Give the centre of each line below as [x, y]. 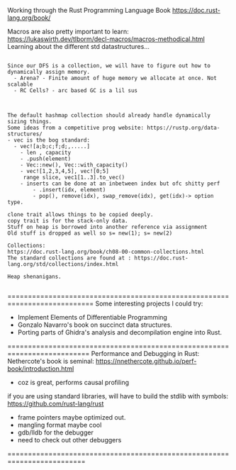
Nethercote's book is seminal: [51, 361]
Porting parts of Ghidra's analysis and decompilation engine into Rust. [119, 332]
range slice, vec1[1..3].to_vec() [74, 177]
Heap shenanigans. [34, 276]
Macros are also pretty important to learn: [68, 32]
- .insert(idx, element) [69, 190]
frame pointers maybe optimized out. [72, 417]
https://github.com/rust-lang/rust [56, 404]
